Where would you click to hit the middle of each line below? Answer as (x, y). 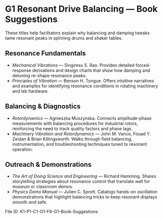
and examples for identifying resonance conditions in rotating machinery (85, 86)
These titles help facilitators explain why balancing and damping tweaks (77, 33)
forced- (143, 65)
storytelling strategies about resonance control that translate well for (81, 181)
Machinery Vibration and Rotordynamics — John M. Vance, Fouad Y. (81, 134)
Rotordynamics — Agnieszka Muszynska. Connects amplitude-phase (82, 118)
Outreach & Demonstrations (48, 164)
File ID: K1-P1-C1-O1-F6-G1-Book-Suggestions (52, 212)
